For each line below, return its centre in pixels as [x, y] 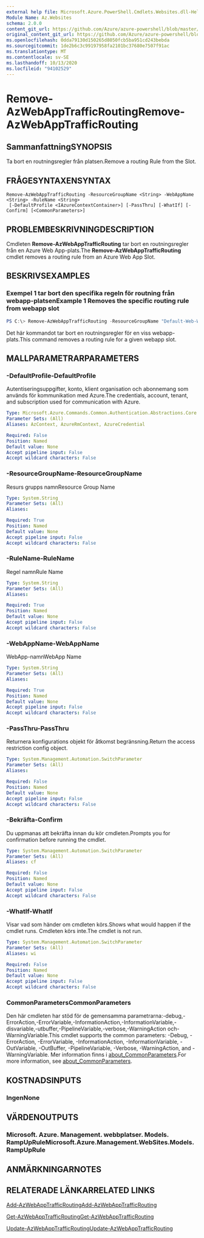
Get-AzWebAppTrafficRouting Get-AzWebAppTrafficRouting [80, 1217]
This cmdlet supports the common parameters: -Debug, [119, 1035]
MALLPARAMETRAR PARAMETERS [73, 358]
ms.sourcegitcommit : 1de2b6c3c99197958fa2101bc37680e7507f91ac [88, 46]
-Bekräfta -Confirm [34, 820]
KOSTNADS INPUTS [44, 1080]
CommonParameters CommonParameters [69, 1002]
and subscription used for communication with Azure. [73, 402]
